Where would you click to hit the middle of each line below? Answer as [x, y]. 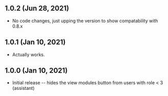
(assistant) [23, 88]
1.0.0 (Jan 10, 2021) [36, 71]
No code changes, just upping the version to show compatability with [85, 20]
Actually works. [29, 54]
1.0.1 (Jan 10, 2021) [35, 42]
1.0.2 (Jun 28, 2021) [37, 8]
